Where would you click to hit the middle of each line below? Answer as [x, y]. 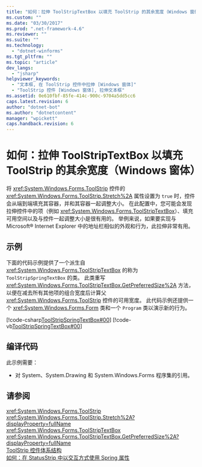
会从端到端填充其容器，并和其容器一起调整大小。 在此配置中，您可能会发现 [99, 204]
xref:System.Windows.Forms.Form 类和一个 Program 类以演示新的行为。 [102, 307]
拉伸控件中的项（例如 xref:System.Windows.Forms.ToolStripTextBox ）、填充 [100, 211]
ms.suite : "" [23, 40]
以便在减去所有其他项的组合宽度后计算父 [56, 292]
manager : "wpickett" [32, 118]
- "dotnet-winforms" [37, 51]
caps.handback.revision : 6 [40, 124]
